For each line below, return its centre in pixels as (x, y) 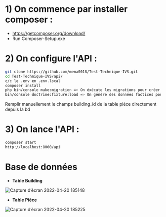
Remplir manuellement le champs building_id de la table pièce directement (81, 104)
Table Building (27, 180)
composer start (21, 143)
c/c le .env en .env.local (33, 81)
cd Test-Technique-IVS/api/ (34, 76)
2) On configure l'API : (51, 59)
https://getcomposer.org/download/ (49, 33)
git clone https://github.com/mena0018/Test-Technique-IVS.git (72, 72)
